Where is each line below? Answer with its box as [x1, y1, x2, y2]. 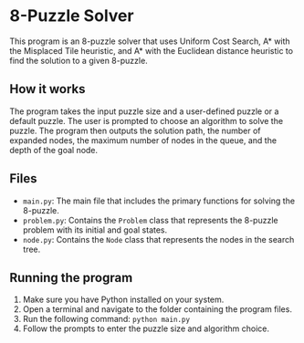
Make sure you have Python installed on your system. [22, 294, 225, 306]
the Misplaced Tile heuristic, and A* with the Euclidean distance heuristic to [9, 45, 294, 56]
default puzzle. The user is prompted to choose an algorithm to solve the [9, 115, 284, 126]
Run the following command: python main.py [22, 314, 190, 325]
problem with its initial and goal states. [22, 224, 168, 235]
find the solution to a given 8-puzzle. [9, 55, 148, 66]
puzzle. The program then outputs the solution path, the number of [9, 125, 261, 136]
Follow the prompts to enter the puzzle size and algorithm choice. [22, 323, 269, 334]
